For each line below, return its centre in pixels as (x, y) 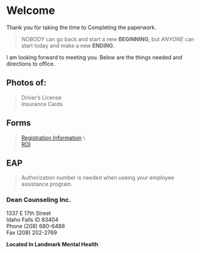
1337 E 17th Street (29, 213)
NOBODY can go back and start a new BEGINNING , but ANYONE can (108, 39)
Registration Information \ (53, 138)
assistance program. (47, 184)
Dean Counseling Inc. (39, 200)
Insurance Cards (42, 104)
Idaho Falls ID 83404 (33, 220)
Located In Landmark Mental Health (52, 244)
